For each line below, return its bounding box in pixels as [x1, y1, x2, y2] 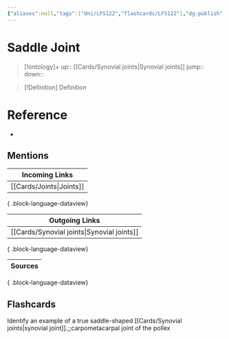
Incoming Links [21, 170, 74, 179]
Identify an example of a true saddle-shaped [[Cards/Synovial [7, 317, 182, 325]
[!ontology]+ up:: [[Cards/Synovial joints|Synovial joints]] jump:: [23, 63, 204, 71]
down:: [23, 69, 44, 78]
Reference [7, 107, 67, 122]
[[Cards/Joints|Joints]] [10, 182, 85, 191]
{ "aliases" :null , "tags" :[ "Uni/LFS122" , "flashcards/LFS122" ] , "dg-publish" [7, 10, 223, 17]
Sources [10, 261, 39, 271]
